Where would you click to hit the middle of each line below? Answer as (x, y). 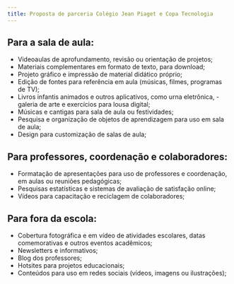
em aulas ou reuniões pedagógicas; (70, 182)
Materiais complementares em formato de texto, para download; (111, 67)
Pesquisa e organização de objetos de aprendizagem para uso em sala (121, 119)
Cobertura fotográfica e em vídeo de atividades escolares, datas (111, 236)
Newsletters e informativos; (58, 251)
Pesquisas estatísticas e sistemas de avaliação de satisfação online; (117, 189)
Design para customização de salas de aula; (82, 134)
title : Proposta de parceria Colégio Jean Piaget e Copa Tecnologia (110, 14)
